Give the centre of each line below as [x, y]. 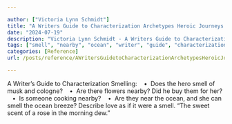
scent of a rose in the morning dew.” [59, 113]
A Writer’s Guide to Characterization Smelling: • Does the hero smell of [111, 83]
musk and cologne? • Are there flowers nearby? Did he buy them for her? [115, 91]
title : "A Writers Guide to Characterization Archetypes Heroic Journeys [116, 26]
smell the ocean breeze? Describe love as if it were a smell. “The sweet [108, 105]
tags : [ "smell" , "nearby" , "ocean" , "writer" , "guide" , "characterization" [118, 45]
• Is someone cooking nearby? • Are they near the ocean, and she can [117, 98]
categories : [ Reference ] [43, 52]
